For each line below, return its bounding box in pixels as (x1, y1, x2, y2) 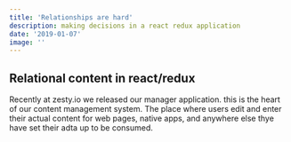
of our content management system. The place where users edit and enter (9, 104, 282, 114)
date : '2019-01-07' (9, 29, 82, 38)
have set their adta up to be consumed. (9, 122, 154, 133)
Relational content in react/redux (9, 70, 196, 85)
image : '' (9, 37, 46, 47)
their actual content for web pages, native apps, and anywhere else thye (9, 113, 274, 124)
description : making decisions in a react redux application (9, 21, 241, 30)
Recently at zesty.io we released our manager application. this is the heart (9, 94, 280, 105)
